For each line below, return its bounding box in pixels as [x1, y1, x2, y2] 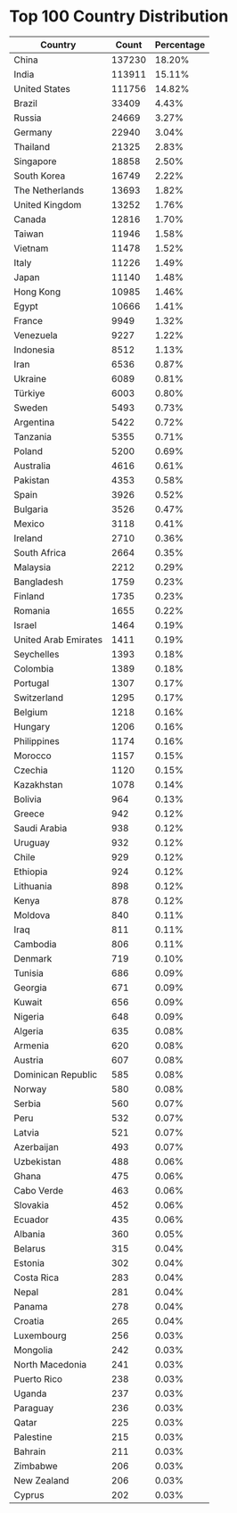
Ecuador [13, 1213, 49, 1226]
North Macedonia [13, 1358, 87, 1370]
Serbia [13, 1097, 42, 1110]
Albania [13, 1228, 46, 1240]
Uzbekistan [13, 1155, 61, 1168]
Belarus [13, 1242, 46, 1254]
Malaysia [13, 560, 52, 573]
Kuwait [13, 996, 43, 1008]
